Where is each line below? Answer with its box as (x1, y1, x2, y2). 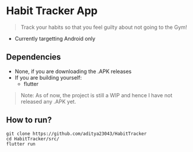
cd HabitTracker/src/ (6, 136, 60, 142)
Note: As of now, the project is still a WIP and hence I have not (20, 91, 173, 98)
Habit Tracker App (6, 4, 98, 18)
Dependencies (6, 52, 61, 62)
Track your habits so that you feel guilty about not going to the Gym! (20, 24, 188, 31)
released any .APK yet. (20, 98, 76, 105)
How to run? (6, 115, 52, 125)
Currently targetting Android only (14, 35, 96, 42)
